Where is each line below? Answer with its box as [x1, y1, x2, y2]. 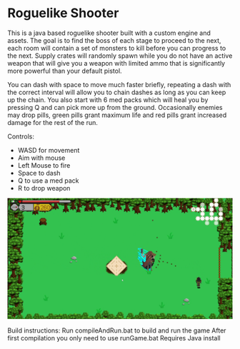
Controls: [7, 132, 34, 141]
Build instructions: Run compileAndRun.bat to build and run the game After [7, 326, 226, 335]
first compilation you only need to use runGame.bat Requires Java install [7, 333, 221, 342]
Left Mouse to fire [17, 161, 71, 169]
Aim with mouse [17, 153, 66, 162]
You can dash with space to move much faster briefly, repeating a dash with [7, 80, 231, 88]
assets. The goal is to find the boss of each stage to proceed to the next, [7, 36, 221, 44]
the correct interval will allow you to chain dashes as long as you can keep [7, 88, 226, 96]
